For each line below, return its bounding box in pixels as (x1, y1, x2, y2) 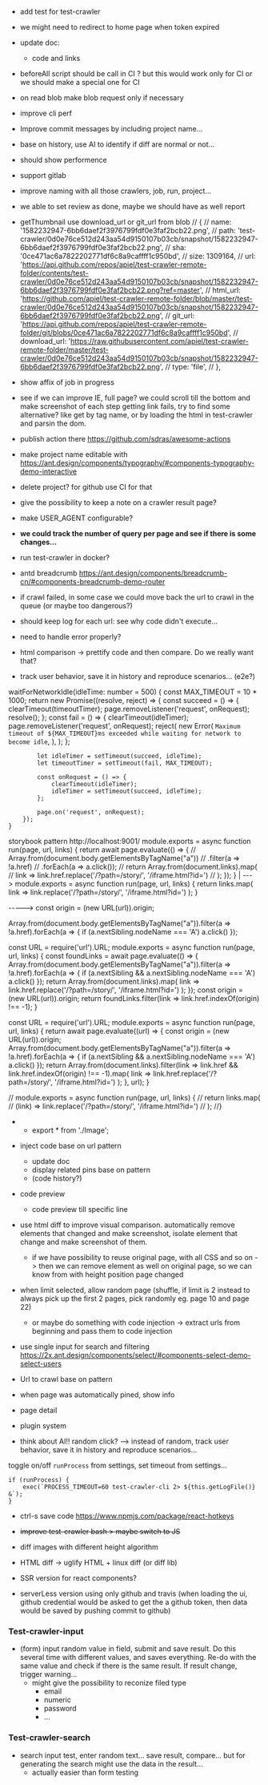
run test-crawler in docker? (19, 553, 110, 562)
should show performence (19, 155, 107, 164)
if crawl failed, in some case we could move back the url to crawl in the (19, 592, 254, 602)
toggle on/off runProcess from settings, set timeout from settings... (8, 1460, 227, 1470)
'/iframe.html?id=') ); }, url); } (54, 1077, 150, 1087)
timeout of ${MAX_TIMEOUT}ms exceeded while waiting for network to (8, 729, 242, 737)
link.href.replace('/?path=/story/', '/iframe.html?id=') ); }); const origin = (8, 985, 244, 995)
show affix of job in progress (19, 378, 114, 387)
